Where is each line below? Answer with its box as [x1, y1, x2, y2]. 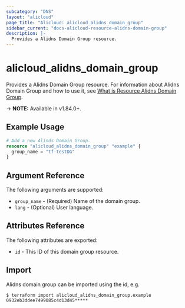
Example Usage [6, 122, 65, 132]
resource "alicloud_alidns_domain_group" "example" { [6, 143, 141, 149]
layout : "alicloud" [6, 14, 54, 20]
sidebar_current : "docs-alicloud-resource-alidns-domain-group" [6, 25, 167, 31]
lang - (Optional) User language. [14, 204, 94, 211]
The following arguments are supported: [6, 186, 104, 194]
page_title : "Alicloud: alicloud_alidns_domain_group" [6, 19, 144, 25]
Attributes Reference [6, 221, 85, 231]
